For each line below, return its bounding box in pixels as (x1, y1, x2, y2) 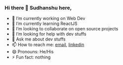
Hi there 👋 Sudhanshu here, (4, 4, 72, 11)
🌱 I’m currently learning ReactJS (11, 21, 78, 26)
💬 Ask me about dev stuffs (11, 36, 66, 42)
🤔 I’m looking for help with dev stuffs (11, 31, 87, 37)
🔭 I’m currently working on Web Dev (11, 16, 85, 22)
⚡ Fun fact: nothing (11, 54, 51, 60)
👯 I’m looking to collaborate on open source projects (11, 26, 119, 32)
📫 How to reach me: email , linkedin (11, 42, 84, 48)
